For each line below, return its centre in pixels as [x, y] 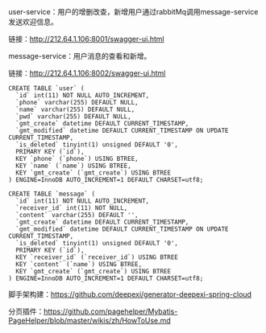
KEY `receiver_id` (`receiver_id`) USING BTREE [97, 257]
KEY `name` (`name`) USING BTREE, [73, 166]
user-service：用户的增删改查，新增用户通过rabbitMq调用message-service [133, 12]
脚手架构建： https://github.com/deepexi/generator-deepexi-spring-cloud [130, 294]
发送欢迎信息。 [33, 22]
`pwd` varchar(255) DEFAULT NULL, [73, 117]
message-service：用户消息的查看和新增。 [80, 56]
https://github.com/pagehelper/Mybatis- [111, 311]
